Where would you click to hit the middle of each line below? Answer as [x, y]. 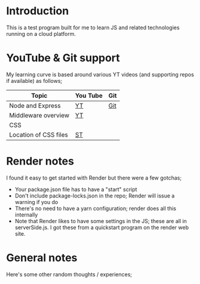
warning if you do [36, 202]
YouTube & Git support [63, 58]
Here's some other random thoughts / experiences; [69, 274]
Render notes [40, 161]
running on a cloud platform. [41, 33]
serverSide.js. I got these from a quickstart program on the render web [102, 227]
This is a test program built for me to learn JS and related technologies [93, 27]
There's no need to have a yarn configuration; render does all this [96, 208]
